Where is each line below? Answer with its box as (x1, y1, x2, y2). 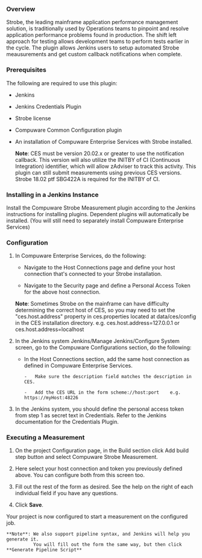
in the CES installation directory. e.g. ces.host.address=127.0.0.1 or (14, 319, 180, 327)
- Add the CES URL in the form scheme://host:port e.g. (24, 390, 181, 396)
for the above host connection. (24, 289, 101, 296)
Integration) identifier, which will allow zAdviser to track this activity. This (14, 162, 197, 170)
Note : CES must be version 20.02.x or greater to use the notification (14, 150, 185, 157)
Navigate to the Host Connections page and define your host (24, 264, 175, 271)
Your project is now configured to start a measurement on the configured (6, 513, 188, 521)
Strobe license (14, 114, 51, 122)
